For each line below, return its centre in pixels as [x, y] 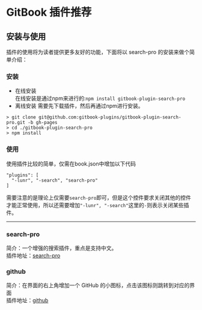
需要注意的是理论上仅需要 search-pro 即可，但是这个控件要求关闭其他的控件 [99, 197]
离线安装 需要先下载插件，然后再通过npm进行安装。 [79, 106]
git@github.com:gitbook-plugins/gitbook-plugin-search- [110, 117]
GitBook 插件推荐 [49, 12]
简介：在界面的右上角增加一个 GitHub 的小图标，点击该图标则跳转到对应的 [98, 285]
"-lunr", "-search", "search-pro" [55, 180]
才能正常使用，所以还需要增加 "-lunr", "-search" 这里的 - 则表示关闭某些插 [98, 205]
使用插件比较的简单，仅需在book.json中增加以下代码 [71, 164]
